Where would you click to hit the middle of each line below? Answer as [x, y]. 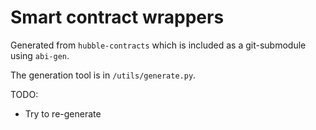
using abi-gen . [40, 55]
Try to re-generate [63, 113]
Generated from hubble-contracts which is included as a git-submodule [158, 45]
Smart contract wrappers [117, 17]
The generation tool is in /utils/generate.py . [103, 75]
